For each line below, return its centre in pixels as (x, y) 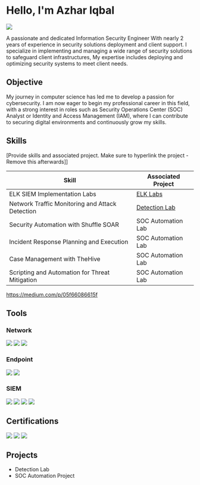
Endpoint (20, 360)
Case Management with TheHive (55, 259)
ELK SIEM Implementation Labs (53, 194)
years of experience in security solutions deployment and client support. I (97, 44)
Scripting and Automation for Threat (60, 272)
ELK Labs (149, 194)
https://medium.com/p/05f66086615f (52, 294)
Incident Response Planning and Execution (69, 241)
